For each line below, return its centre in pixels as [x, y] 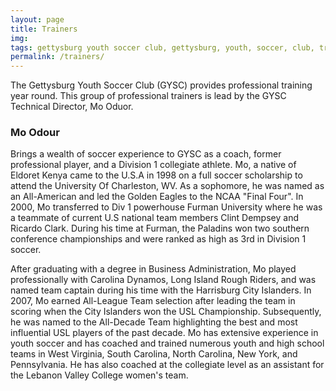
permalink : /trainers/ [57, 57]
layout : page [37, 19]
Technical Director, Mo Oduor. [72, 107]
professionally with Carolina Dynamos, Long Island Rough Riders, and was [163, 280]
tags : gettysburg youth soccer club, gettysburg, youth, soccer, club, [162, 47]
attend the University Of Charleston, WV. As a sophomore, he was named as [167, 186]
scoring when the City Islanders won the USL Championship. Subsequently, [166, 312]
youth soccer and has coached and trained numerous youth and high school [167, 343]
